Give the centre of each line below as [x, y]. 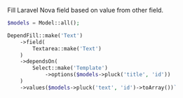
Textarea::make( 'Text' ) [67, 48]
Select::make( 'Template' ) [70, 68]
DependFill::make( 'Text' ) [45, 35]
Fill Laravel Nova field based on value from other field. [85, 10]
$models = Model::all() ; [43, 23]
